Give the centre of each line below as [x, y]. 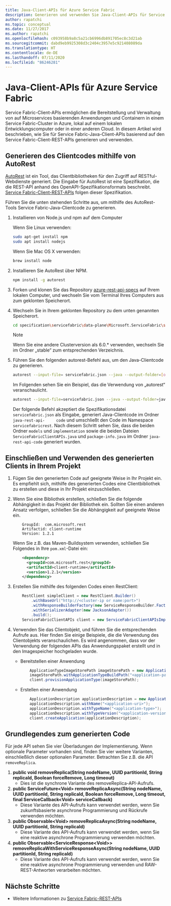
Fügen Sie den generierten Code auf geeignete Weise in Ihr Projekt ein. [87, 478]
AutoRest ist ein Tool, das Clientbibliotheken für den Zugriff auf [71, 176]
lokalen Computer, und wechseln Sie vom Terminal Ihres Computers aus [88, 295]
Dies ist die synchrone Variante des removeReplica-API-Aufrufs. [87, 783]
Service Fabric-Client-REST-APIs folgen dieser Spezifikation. [69, 192]
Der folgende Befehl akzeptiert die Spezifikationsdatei [69, 409]
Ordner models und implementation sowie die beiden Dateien [76, 431]
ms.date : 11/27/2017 [27, 29]
